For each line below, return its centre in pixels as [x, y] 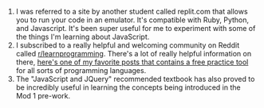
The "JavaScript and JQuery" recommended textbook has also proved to [135, 79]
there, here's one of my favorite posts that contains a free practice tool [132, 62]
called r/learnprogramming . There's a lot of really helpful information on [134, 54]
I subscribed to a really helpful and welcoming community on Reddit [128, 45]
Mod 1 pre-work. [43, 96]
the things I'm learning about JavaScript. [83, 37]
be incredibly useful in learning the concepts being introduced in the [128, 87]
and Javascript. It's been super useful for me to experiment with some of [136, 28]
